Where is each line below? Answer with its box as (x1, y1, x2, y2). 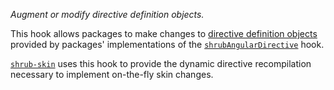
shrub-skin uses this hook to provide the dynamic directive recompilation (10, 58, 312, 69)
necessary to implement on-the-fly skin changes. (10, 69, 214, 80)
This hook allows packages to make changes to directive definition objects (10, 28, 318, 39)
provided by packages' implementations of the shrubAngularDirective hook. (10, 39, 325, 50)
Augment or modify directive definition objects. (10, 9, 205, 20)
